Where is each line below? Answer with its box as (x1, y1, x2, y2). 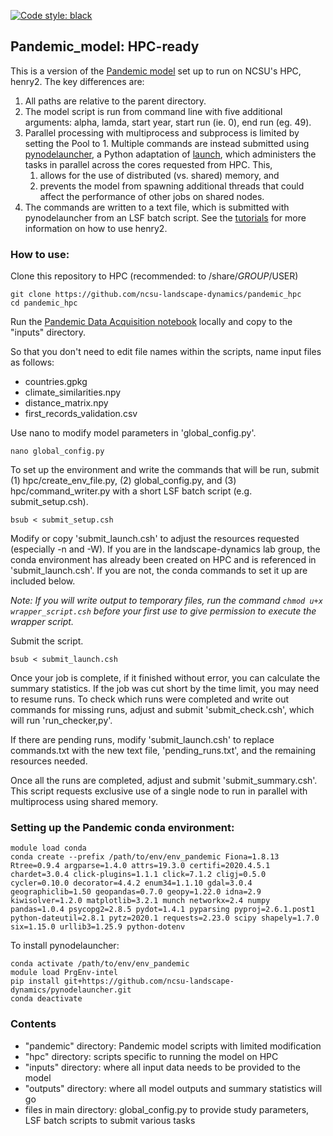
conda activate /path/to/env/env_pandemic (10, 959, 190, 969)
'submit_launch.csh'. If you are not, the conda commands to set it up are (10, 565, 308, 577)
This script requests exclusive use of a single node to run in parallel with (10, 785, 308, 797)
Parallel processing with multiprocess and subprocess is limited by (24, 126, 300, 139)
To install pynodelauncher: (10, 940, 120, 952)
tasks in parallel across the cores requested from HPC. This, (24, 158, 273, 170)
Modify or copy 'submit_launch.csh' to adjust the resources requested (10, 533, 300, 545)
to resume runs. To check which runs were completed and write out (10, 693, 290, 705)
